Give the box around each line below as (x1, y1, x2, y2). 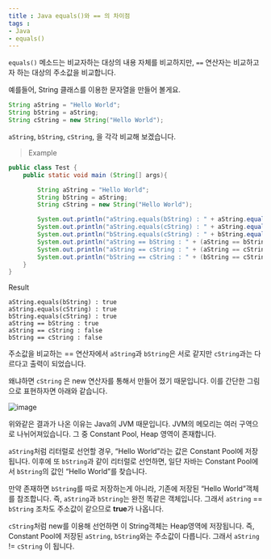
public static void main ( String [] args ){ (23, 171, 168, 179)
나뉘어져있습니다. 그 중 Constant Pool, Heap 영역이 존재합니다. (16, 430, 217, 439)
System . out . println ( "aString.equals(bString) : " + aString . (37, 215, 248, 223)
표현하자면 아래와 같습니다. (23, 386, 108, 396)
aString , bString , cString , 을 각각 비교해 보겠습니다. (8, 131, 176, 142)
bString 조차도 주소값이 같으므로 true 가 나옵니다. (8, 504, 164, 514)
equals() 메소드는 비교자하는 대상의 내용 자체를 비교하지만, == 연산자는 (8, 57, 232, 67)
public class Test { (8, 163, 78, 172)
